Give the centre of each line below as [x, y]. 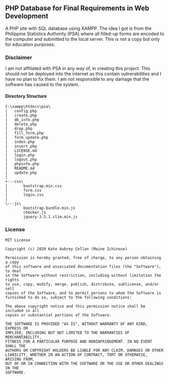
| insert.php [21, 146]
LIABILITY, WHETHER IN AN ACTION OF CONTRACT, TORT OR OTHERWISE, [76, 355]
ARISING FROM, [20, 359]
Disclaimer [19, 57]
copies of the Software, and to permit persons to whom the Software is [83, 293]
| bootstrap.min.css [34, 186]
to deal [13, 271]
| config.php [21, 111]
